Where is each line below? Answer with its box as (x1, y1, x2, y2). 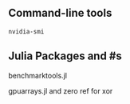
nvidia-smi (8, 27, 45, 35)
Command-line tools (8, 6, 112, 20)
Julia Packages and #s (8, 50, 122, 63)
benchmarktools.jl (8, 70, 68, 80)
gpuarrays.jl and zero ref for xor (8, 86, 113, 95)
